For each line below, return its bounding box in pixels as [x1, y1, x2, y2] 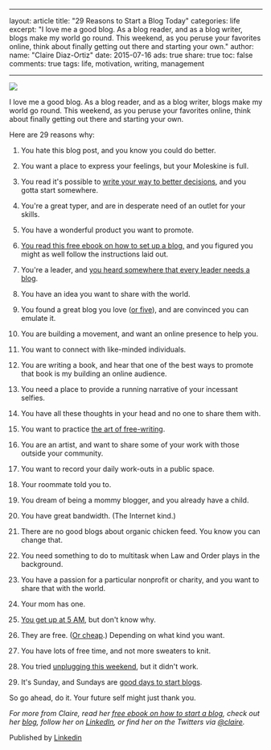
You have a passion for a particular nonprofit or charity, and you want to [20, 575, 260, 585]
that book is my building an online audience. [20, 369, 167, 378]
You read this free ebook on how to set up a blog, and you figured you [20, 241, 253, 250]
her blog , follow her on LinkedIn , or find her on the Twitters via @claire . [9, 717, 245, 727]
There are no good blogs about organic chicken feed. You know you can [20, 527, 261, 536]
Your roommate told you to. [20, 480, 112, 489]
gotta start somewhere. [20, 185, 99, 194]
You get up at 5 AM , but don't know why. [20, 615, 156, 624]
